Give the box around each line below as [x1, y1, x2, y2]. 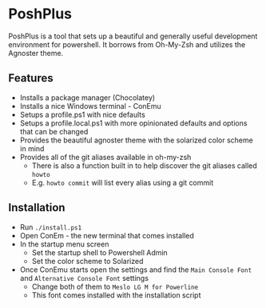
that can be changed [19, 126, 89, 136]
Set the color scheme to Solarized [31, 256, 144, 266]
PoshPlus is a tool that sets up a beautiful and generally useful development [8, 31, 258, 41]
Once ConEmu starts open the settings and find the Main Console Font [19, 265, 252, 274]
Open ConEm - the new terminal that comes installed [19, 230, 194, 240]
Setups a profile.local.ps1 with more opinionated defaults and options [19, 118, 248, 128]
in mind [19, 143, 45, 153]
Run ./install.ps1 [19, 222, 82, 232]
